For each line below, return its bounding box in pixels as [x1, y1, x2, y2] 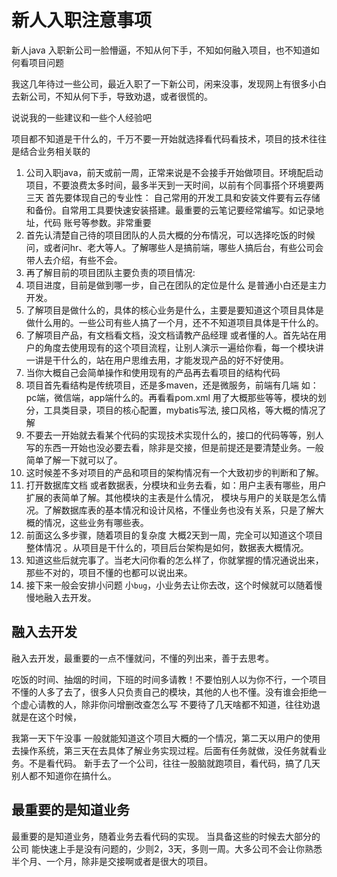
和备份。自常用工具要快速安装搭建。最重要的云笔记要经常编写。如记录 [25, 204, 316, 216]
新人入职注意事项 [11, 9, 153, 32]
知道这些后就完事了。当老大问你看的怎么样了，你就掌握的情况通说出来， [25, 554, 324, 566]
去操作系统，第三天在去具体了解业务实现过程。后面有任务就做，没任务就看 [11, 744, 318, 756]
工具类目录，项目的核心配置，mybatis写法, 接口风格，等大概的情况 [43, 404, 318, 416]
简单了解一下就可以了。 [25, 454, 123, 466]
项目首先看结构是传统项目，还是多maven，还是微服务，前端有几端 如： [25, 379, 319, 391]
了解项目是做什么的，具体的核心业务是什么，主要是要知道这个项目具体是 [25, 304, 324, 316]
